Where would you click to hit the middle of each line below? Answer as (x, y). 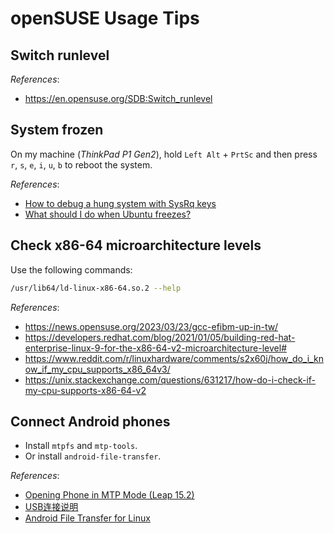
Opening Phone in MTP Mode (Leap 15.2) (109, 495)
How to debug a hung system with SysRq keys (120, 203)
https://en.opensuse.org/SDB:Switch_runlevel (118, 98)
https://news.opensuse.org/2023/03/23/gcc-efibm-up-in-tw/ (151, 326)
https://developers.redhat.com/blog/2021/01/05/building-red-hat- (160, 337)
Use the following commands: (71, 269)
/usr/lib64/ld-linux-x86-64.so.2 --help (96, 288)
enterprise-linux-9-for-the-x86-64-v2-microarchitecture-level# (155, 348)
